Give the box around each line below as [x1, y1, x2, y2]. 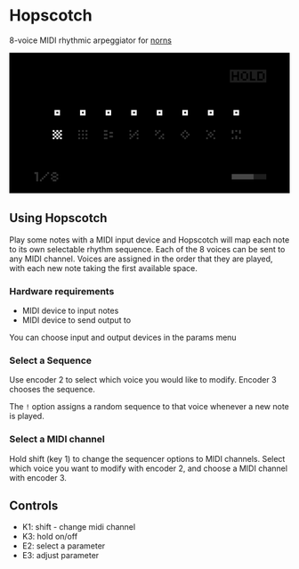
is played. [9, 411, 44, 422]
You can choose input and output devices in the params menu [9, 332, 238, 343]
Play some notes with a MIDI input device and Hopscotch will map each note [9, 234, 290, 245]
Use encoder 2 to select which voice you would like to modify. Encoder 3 [9, 375, 278, 385]
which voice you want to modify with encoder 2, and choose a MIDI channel [9, 463, 287, 474]
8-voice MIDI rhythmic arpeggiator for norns [9, 35, 172, 45]
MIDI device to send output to [21, 315, 132, 326]
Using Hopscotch [9, 210, 108, 226]
